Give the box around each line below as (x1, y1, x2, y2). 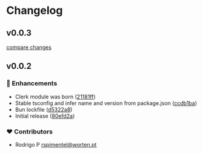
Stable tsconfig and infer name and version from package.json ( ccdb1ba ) (15, 99, 198, 106)
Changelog (6, 4, 63, 18)
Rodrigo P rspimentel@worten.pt (15, 141, 97, 148)
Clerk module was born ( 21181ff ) (15, 93, 96, 100)
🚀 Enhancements (6, 79, 58, 88)
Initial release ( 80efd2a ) (15, 112, 75, 120)
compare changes (6, 43, 52, 51)
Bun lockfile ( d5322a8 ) (15, 106, 73, 113)
